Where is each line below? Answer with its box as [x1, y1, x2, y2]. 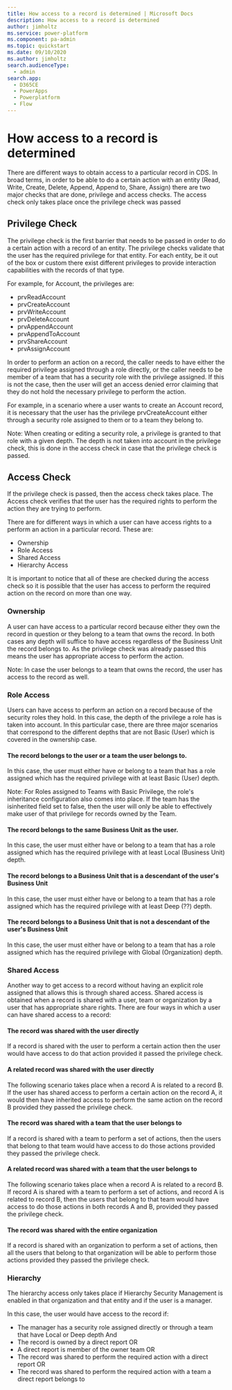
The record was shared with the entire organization [7, 1225, 158, 1234]
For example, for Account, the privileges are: [7, 279, 134, 288]
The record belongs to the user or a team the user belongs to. [7, 751, 188, 759]
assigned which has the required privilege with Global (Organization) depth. [7, 948, 223, 956]
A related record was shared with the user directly [7, 1065, 154, 1073]
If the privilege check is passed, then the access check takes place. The [7, 490, 213, 498]
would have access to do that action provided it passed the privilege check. [7, 1050, 223, 1058]
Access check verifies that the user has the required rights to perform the [7, 497, 217, 506]
